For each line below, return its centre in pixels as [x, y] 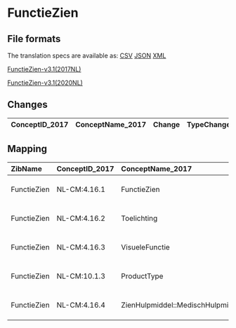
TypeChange [209, 124]
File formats [34, 39]
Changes [27, 105]
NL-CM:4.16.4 [81, 305]
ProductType [142, 276]
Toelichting [139, 218]
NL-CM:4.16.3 [81, 247]
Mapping [27, 149]
